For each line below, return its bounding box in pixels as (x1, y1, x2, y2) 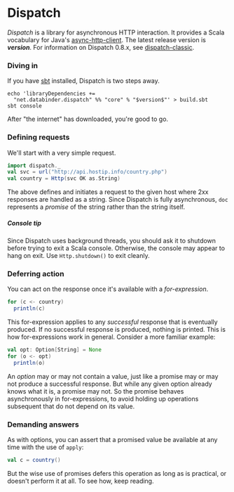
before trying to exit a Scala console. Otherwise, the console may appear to (7, 244, 226, 252)
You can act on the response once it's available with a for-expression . (7, 285, 209, 293)
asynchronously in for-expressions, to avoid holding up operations (7, 394, 199, 403)
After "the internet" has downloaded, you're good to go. (7, 115, 169, 124)
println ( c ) (13, 305, 46, 312)
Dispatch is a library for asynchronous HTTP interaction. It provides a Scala (7, 28, 225, 37)
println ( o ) (13, 359, 46, 366)
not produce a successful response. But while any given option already (7, 380, 212, 388)
